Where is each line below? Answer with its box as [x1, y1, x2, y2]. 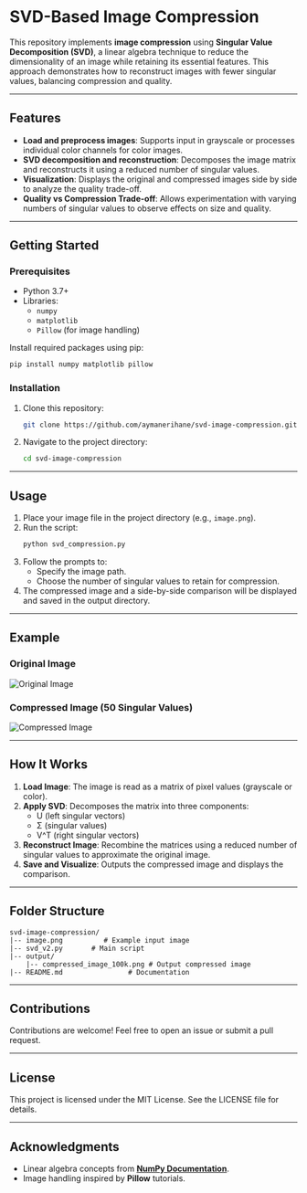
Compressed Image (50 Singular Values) [9, 701, 194, 713]
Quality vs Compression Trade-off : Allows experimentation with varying [22, 193, 297, 204]
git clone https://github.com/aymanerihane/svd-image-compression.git [22, 420, 298, 429]
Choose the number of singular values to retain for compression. [36, 575, 281, 586]
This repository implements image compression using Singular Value [9, 37, 273, 48]
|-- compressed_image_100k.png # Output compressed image [26, 959, 251, 969]
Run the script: [22, 523, 79, 533]
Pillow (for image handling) [36, 324, 140, 335]
